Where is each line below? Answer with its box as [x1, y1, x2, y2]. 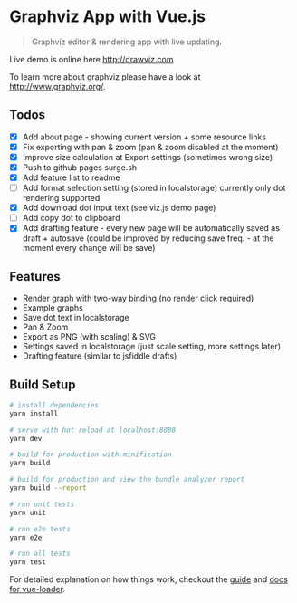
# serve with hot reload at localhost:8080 [9, 426, 177, 435]
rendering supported [22, 193, 101, 204]
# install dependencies [9, 400, 100, 409]
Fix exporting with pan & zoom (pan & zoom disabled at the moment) [22, 141, 279, 152]
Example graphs [22, 302, 83, 313]
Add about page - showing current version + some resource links [22, 131, 267, 142]
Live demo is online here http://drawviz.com [9, 53, 174, 64]
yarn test [9, 558, 47, 567]
